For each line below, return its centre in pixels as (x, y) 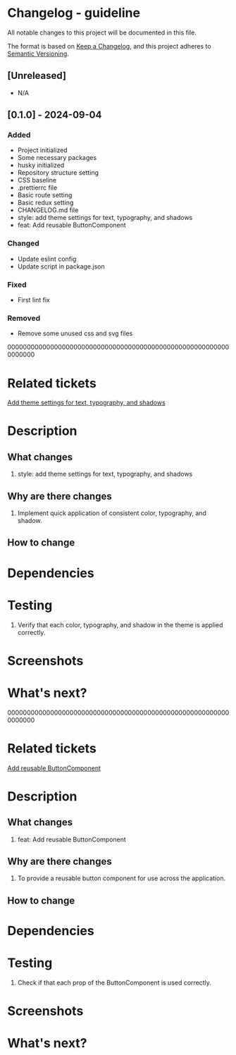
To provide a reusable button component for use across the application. (122, 878)
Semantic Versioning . (38, 54)
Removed (24, 318)
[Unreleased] (37, 76)
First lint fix (34, 300)
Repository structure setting (58, 173)
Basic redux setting (45, 203)
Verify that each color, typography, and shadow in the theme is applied (120, 624)
